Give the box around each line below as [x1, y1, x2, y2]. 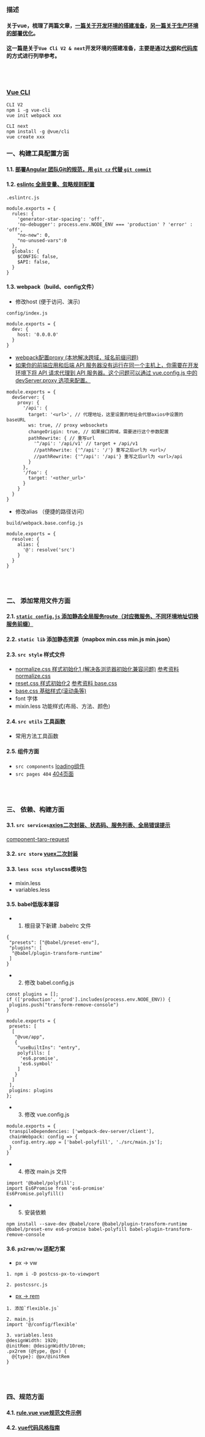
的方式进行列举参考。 [6, 52, 60, 59]
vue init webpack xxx [6, 113, 62, 119]
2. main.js [6, 1316, 34, 1322]
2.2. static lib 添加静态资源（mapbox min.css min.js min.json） [6, 636, 174, 643]
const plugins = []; [6, 991, 59, 997]
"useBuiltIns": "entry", [17, 1044, 81, 1050]
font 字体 [15, 695, 38, 702]
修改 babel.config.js [24, 979, 75, 986]
